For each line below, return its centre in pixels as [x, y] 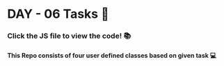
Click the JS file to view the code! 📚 [69, 36]
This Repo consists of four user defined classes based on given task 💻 [112, 55]
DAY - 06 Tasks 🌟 [58, 14]
